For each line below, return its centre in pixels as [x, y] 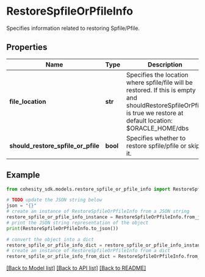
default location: [149, 120]
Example [23, 175]
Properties [27, 47]
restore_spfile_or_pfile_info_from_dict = [61, 257]
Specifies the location [157, 74]
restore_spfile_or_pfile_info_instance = [60, 217]
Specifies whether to [156, 138]
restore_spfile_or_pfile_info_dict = [54, 245]
